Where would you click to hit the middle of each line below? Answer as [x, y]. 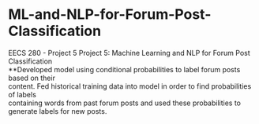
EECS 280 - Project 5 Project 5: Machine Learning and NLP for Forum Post [129, 53]
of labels [23, 94]
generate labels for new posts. [58, 111]
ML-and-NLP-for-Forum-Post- [110, 15]
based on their [32, 78]
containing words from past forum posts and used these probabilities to [125, 103]
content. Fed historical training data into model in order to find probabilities [130, 86]
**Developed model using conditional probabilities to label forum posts [124, 69]
